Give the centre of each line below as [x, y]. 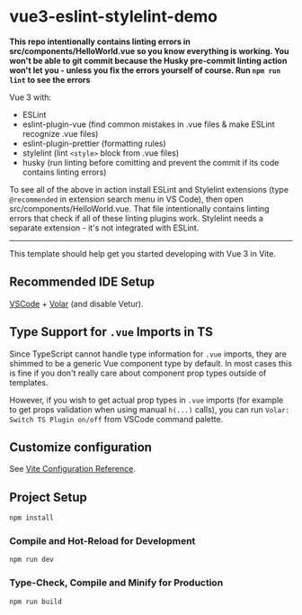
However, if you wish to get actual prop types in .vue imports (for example [147, 400]
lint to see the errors [50, 79]
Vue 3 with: [31, 97]
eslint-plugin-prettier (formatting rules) [94, 143]
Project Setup [49, 497]
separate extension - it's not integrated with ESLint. [104, 228]
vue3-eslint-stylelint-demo [114, 17]
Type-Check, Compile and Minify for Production [116, 583]
